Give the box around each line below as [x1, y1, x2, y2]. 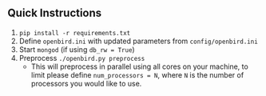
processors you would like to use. [30, 78, 142, 88]
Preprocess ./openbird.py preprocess [18, 53, 145, 62]
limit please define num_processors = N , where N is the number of [30, 70, 244, 79]
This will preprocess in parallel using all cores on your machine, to [30, 62, 248, 71]
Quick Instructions [7, 6, 102, 20]
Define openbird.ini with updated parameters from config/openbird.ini [18, 36, 259, 46]
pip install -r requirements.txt [18, 29, 131, 37]
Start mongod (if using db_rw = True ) [18, 44, 135, 54]
